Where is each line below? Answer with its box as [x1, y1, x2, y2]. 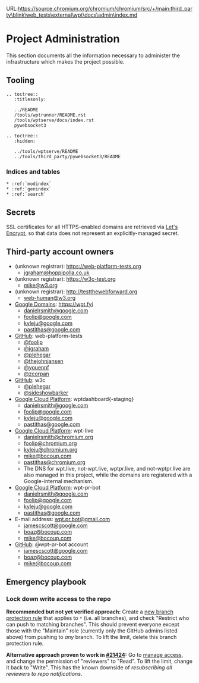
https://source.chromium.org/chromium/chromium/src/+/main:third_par [17, 5, 193, 12]
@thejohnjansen [23, 357, 64, 365]
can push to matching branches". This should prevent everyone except [6, 621, 179, 628]
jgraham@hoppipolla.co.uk [23, 269, 90, 276]
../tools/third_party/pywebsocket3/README [14, 153, 121, 159]
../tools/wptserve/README [14, 148, 78, 154]
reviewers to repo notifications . [6, 671, 83, 678]
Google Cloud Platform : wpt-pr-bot [14, 484, 101, 491]
